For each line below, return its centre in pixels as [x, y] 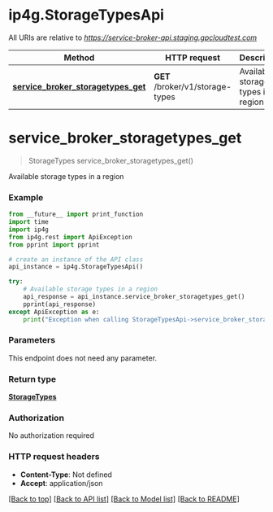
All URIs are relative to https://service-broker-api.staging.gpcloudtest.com [133, 37]
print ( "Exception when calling [76, 319]
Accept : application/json [61, 483]
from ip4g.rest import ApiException [70, 237]
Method [79, 57]
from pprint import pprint [54, 245]
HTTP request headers [54, 457]
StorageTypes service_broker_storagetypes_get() [110, 160]
